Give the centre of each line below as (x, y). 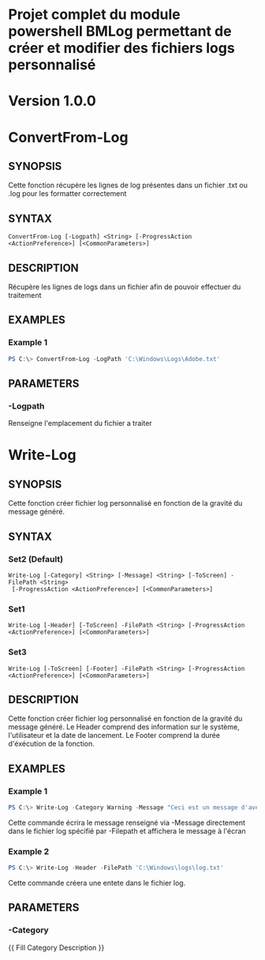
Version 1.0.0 (52, 101)
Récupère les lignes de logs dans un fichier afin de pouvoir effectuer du (125, 287)
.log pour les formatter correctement (67, 194)
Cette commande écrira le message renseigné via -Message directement (127, 823)
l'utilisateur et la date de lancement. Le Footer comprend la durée (114, 736)
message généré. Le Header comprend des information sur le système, (124, 727)
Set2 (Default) (36, 559)
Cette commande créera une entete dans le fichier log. (97, 883)
